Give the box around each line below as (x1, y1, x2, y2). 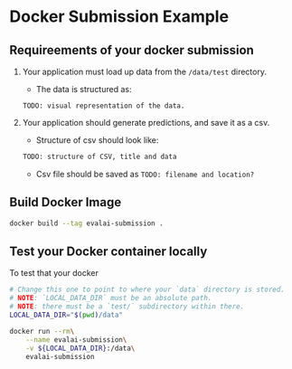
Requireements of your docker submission (9, 43, 255, 58)
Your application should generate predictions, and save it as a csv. (22, 118, 270, 128)
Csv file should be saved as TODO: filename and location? (35, 168, 255, 179)
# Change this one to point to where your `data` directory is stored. (9, 285, 285, 295)
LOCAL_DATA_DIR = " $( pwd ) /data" (9, 310, 124, 319)
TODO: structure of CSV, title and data (22, 152, 177, 161)
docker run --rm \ (9, 326, 75, 336)
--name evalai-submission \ (25, 335, 127, 345)
